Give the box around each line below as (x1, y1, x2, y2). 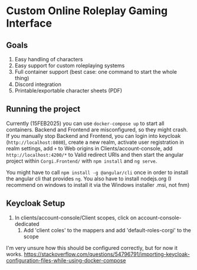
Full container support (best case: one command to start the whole (14, 68, 177, 75)
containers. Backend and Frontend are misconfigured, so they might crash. (6, 126, 188, 133)
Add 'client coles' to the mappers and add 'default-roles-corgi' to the (23, 226, 192, 233)
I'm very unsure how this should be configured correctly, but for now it (6, 244, 178, 251)
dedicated (14, 220, 40, 228)
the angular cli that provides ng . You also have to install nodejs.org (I (6, 175, 172, 182)
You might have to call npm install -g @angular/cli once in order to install (6, 169, 189, 176)
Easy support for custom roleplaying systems (14, 62, 125, 69)
